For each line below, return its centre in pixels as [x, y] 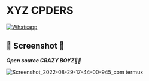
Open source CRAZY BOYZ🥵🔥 [44, 60]
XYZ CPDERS [40, 10]
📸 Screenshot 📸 [35, 46]
